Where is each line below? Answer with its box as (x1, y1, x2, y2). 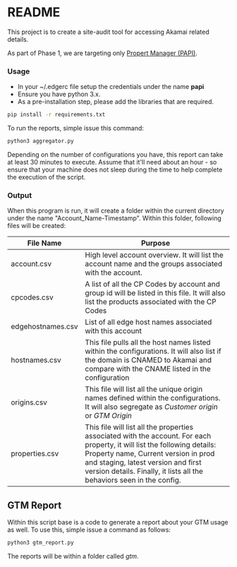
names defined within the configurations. (85, 393, 221, 403)
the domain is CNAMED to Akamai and (85, 355, 212, 365)
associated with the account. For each (85, 431, 212, 441)
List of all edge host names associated (85, 317, 212, 327)
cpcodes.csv (11, 292, 54, 302)
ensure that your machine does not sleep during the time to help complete (7, 165, 223, 174)
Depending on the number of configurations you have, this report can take (7, 150, 224, 159)
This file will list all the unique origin (85, 384, 203, 394)
